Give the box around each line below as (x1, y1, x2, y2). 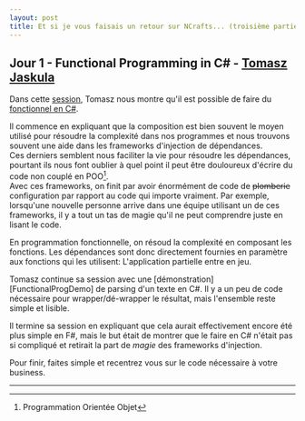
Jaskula (9, 69, 55, 85)
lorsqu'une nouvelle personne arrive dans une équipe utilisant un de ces (9, 199, 280, 210)
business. (9, 366, 45, 377)
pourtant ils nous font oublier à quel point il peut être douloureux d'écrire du (9, 160, 293, 171)
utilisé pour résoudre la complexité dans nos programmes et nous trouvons (9, 131, 290, 142)
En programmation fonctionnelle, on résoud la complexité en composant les (9, 236, 292, 247)
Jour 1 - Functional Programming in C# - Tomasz (9, 55, 288, 71)
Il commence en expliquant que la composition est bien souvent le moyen (9, 121, 284, 132)
